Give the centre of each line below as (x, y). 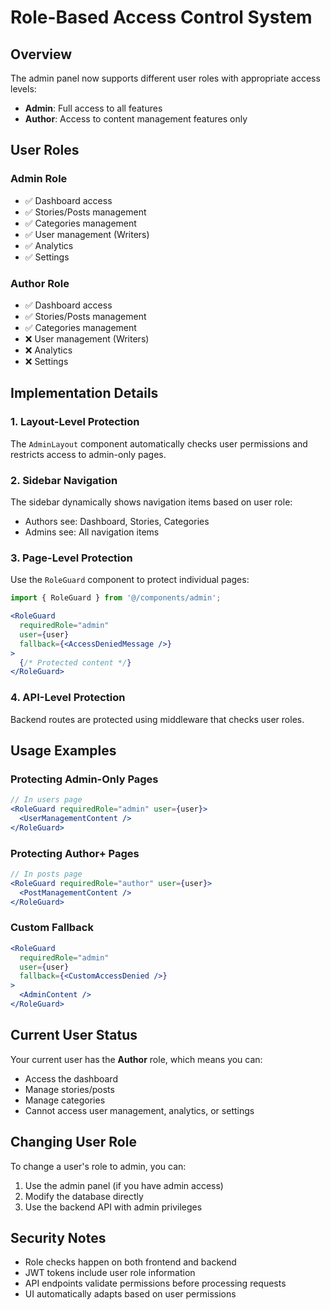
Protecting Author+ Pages (75, 853)
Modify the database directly (84, 1196)
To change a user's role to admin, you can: (98, 1166)
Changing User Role (73, 1142)
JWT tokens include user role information (110, 1273)
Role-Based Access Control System (161, 17)
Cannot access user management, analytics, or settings (139, 1110)
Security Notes (58, 1237)
